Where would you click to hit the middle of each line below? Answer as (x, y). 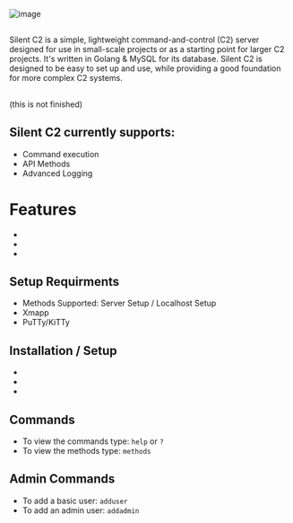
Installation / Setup (63, 350)
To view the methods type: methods (86, 450)
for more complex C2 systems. (66, 78)
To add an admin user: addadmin (81, 510)
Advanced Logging (57, 173)
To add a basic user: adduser (75, 501)
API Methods (46, 164)
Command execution (60, 154)
